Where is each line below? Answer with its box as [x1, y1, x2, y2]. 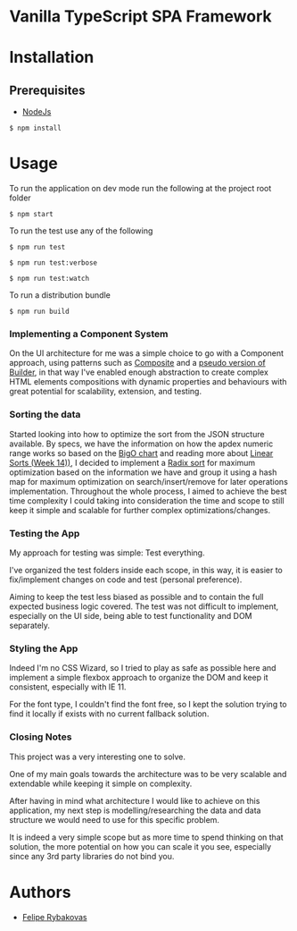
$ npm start [9, 210, 54, 219]
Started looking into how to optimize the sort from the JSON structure [9, 428, 265, 439]
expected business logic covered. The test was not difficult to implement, [9, 601, 279, 612]
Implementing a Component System [9, 328, 169, 341]
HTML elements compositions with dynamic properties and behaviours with [9, 377, 287, 387]
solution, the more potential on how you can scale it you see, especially [9, 841, 272, 851]
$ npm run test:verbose [9, 258, 98, 267]
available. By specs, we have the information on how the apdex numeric [9, 438, 274, 449]
